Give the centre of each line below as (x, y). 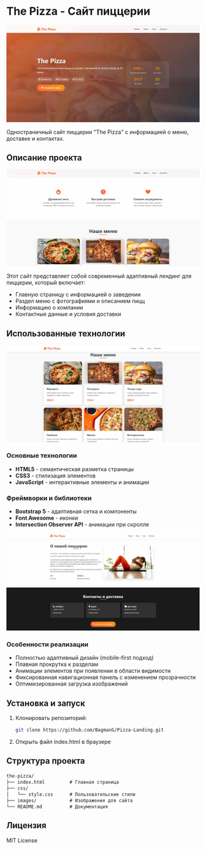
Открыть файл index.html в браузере (63, 742)
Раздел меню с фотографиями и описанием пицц (80, 301)
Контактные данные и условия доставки (68, 314)
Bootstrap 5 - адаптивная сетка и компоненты (76, 512)
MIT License (22, 840)
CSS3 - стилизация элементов (55, 475)
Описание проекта (44, 158)
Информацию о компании (49, 308)
